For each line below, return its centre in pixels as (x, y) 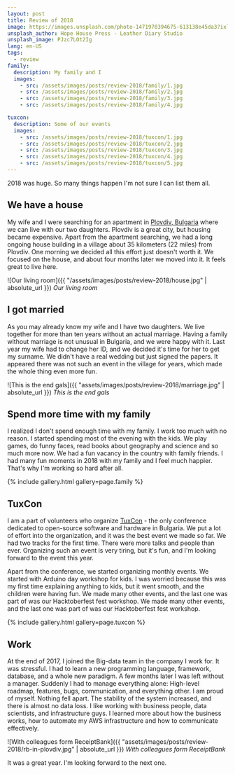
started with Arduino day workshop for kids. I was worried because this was (117, 579)
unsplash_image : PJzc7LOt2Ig (50, 40)
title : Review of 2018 (40, 20)
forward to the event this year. (51, 558)
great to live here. (33, 266)
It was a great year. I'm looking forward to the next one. (87, 762)
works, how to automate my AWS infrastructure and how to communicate (113, 720)
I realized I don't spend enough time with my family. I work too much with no (117, 431)
